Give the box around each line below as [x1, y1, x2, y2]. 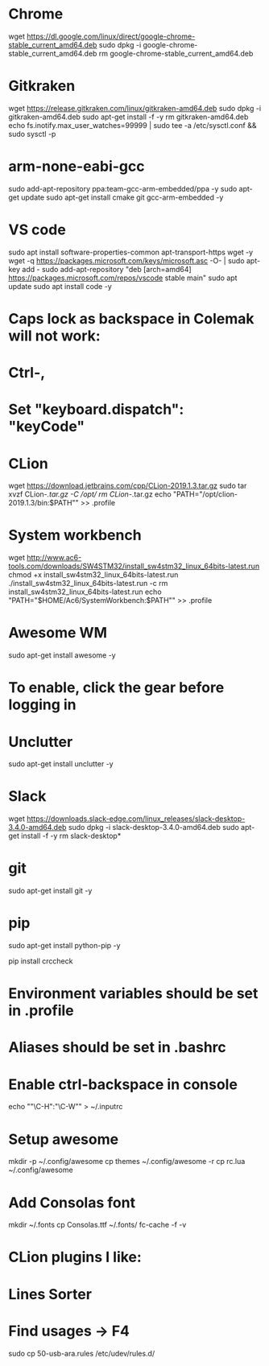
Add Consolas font [8, 1193, 135, 1211]
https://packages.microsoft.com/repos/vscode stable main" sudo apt [8, 273, 238, 283]
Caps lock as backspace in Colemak [8, 309, 255, 328]
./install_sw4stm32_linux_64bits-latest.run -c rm [8, 579, 168, 588]
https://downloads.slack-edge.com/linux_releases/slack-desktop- [27, 814, 246, 823]
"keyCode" [8, 418, 85, 435]
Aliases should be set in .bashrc [8, 1038, 227, 1057]
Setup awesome [8, 1130, 119, 1148]
